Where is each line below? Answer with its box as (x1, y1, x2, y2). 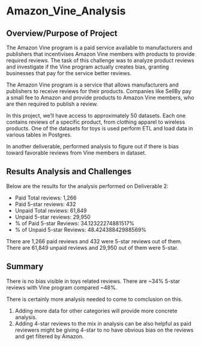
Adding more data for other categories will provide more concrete (14, 307, 178, 314)
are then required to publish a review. (6, 100, 98, 108)
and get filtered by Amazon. (14, 332, 84, 340)
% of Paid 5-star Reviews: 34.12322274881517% (14, 219, 135, 226)
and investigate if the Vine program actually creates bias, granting (6, 63, 169, 70)
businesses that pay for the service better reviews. (6, 70, 132, 76)
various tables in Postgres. (6, 131, 72, 138)
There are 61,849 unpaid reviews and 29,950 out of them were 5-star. (6, 244, 179, 251)
